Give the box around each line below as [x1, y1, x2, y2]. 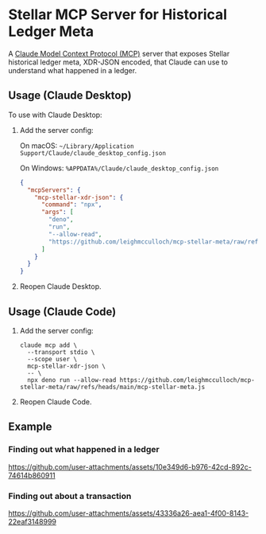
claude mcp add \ [19, 341, 78, 349]
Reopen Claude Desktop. [19, 282, 102, 291]
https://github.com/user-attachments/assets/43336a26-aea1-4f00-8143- [8, 508, 249, 518]
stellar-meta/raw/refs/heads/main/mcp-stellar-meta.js [19, 383, 206, 391]
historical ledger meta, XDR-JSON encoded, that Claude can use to [8, 57, 229, 67]
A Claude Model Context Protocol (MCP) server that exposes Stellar [8, 49, 230, 58]
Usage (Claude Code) [8, 305, 117, 318]
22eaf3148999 [8, 516, 57, 526]
